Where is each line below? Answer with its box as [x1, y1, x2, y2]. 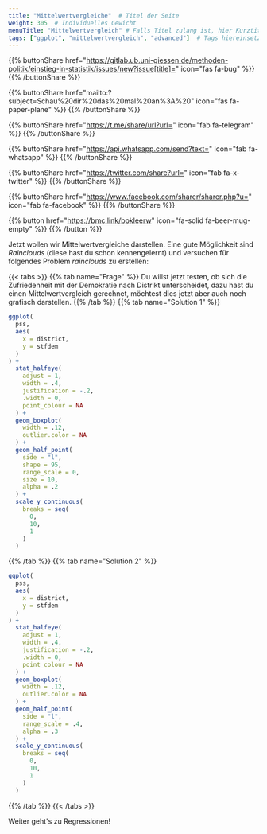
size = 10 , [22, 475, 59, 484]
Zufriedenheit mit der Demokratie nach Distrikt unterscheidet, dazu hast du [8, 280, 254, 290]
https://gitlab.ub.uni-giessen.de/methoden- [86, 56, 229, 65]
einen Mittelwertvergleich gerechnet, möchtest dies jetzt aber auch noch [8, 289, 246, 298]
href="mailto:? [64, 88, 113, 98]
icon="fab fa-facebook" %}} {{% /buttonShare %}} [8, 201, 176, 210]
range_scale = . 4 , [22, 719, 83, 728]
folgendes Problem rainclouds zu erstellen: [8, 256, 149, 267]
